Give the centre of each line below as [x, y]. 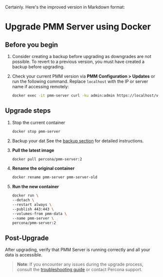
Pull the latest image [33, 150]
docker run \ [25, 196]
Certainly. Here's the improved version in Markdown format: [65, 7]
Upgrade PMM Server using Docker [78, 27]
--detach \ [23, 200]
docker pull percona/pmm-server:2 [47, 159]
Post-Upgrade [27, 238]
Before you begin [32, 45]
